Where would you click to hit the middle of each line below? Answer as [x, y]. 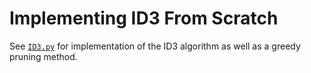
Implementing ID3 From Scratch [144, 18]
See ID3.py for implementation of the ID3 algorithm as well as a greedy [155, 46]
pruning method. [43, 56]
